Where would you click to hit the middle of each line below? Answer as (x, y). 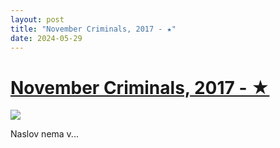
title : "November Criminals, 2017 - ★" (93, 29)
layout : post (37, 19)
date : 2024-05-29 (46, 38)
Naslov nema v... (44, 134)
